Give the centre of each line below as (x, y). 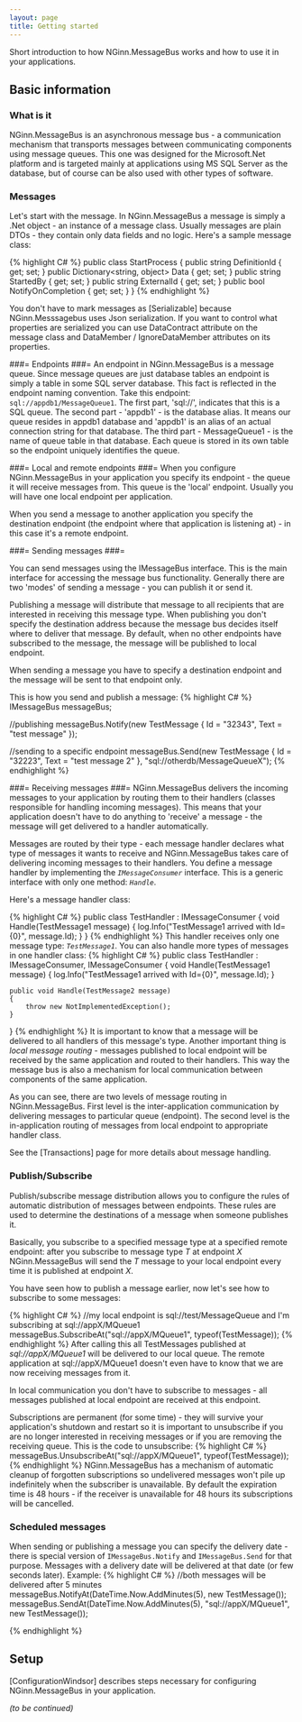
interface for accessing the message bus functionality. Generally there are (147, 578)
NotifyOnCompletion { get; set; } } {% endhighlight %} (110, 291)
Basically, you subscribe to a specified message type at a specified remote (149, 1241)
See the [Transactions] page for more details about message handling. (141, 1153)
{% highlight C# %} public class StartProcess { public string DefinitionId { (146, 262)
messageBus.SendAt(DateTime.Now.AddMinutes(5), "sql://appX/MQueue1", (150, 1604)
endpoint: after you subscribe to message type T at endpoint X (126, 1251)
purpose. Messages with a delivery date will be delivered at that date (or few (151, 1566)
